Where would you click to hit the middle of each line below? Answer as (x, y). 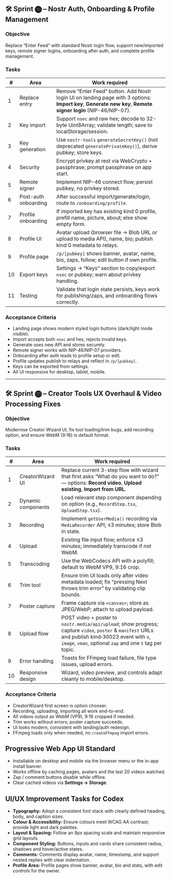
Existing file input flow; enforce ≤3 (102, 540)
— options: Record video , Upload (102, 483)
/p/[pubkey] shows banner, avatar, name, (106, 253)
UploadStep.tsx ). (81, 511)
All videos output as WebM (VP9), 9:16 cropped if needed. (74, 716)
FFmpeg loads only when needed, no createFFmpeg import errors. (81, 732)
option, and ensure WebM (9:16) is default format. (58, 435)
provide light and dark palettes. (45, 827)
